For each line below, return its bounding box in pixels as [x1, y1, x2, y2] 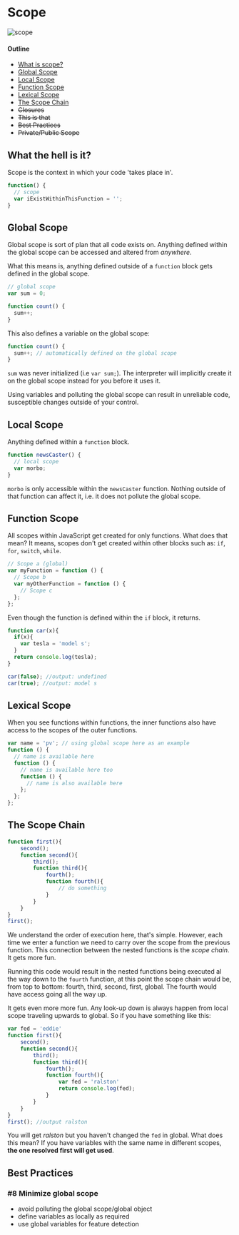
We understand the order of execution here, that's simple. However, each [7, 931, 223, 939]
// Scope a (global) [7, 560, 69, 568]
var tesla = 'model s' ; [20, 640, 91, 647]
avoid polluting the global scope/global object [17, 1204, 153, 1214]
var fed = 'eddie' [7, 1025, 62, 1032]
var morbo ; [14, 465, 46, 472]
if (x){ [14, 633, 34, 641]
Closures [17, 106, 45, 114]
